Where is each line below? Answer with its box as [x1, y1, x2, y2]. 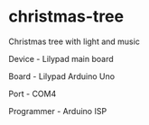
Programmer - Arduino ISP [8, 105, 107, 116]
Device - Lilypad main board [8, 53, 114, 64]
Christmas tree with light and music [8, 36, 141, 47]
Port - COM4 [8, 88, 57, 99]
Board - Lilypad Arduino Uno [8, 70, 115, 82]
